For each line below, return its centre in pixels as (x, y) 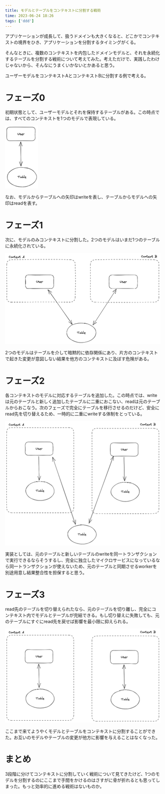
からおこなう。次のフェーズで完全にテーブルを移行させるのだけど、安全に (84, 408)
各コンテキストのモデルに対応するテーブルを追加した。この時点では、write (81, 396)
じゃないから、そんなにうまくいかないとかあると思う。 (61, 65)
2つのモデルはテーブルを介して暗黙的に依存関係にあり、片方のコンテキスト (82, 353)
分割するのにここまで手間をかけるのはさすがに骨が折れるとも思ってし (89, 780)
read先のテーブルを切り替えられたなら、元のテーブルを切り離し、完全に (79, 609)
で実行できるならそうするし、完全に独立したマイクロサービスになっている (81, 560)
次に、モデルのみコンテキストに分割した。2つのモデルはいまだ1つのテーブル (82, 240)
